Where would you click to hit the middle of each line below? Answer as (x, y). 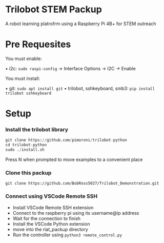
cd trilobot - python (26, 145)
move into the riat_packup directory (50, 229)
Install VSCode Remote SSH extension (53, 207)
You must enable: (24, 58)
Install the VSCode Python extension (51, 224)
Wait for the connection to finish (47, 218)
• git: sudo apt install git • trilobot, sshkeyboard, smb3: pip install (80, 88)
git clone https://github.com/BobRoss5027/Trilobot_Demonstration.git (82, 184)
